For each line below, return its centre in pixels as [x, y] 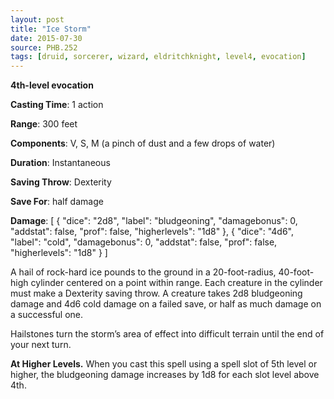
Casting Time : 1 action [57, 105]
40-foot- [296, 272]
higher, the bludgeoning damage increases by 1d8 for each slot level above [165, 375]
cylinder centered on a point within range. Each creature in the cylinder [176, 283]
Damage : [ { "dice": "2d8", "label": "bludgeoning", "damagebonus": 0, [154, 221]
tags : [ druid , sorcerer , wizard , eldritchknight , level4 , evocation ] [158, 57]
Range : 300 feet [44, 124]
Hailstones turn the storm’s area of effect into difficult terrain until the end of [167, 334]
